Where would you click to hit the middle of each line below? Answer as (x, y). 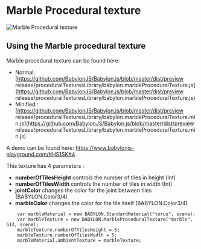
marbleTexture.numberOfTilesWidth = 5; (67, 235)
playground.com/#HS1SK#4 (41, 154)
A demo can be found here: (40, 147)
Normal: (25, 72)
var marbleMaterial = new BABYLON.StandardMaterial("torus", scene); (107, 214)
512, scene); (23, 224)
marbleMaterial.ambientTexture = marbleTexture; (79, 240)
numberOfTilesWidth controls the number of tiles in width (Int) (94, 183)
